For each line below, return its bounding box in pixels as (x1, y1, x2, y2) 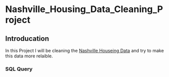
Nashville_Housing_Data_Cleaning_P (5, 4, 163, 15)
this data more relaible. (5, 53, 53, 59)
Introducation (5, 34, 49, 43)
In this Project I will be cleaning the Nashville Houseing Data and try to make (5, 48, 164, 53)
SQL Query (5, 65, 33, 72)
